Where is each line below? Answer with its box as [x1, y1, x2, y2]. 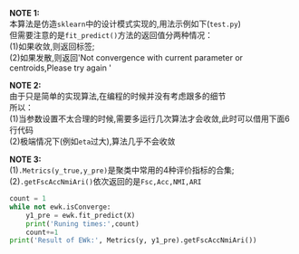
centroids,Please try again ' [9, 62, 111, 73]
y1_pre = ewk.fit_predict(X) [25, 211, 136, 220]
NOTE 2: [9, 80, 42, 90]
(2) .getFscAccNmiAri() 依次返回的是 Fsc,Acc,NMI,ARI [9, 176, 202, 186]
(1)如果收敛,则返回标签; [9, 41, 95, 52]
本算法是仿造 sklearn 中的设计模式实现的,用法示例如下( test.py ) [9, 18, 242, 29]
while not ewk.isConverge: [9, 202, 111, 212]
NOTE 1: [9, 8, 40, 18]
